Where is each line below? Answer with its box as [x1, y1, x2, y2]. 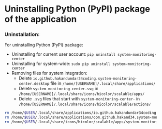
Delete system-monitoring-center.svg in [18, 86, 99, 92]
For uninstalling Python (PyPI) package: [4, 42, 83, 48]
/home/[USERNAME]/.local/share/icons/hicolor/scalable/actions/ [18, 102, 151, 107]
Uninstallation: [4, 31, 40, 38]
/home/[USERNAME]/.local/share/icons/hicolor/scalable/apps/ [18, 92, 145, 97]
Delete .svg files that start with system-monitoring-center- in [18, 96, 140, 102]
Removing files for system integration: [11, 70, 88, 76]
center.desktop [18, 81, 49, 86]
